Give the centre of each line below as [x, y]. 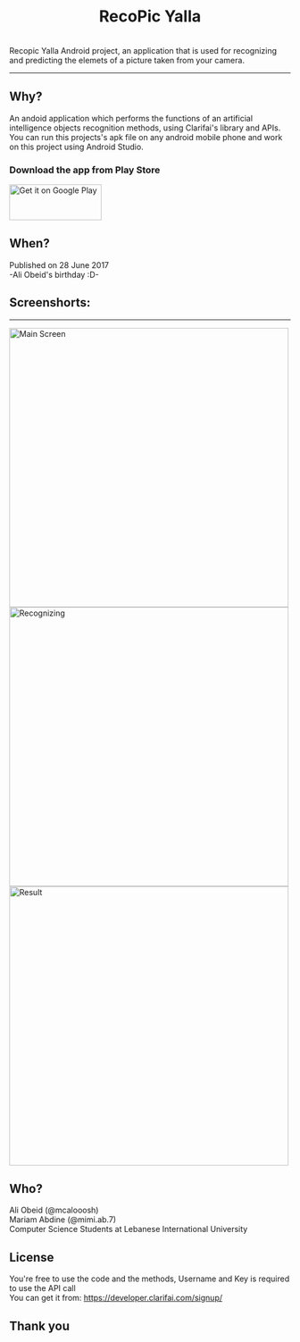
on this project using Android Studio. [77, 147]
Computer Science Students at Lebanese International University [129, 1229]
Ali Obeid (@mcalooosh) [54, 1210]
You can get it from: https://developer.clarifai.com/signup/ [116, 1298]
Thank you [39, 1325]
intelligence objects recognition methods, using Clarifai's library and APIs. [145, 128]
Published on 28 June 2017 [59, 264]
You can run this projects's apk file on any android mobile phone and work [146, 137]
